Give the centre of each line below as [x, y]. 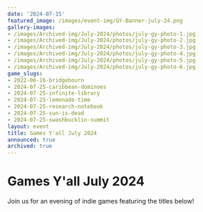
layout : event [28, 126]
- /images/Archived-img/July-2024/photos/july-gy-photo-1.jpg [101, 34]
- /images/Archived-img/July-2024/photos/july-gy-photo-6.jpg [101, 67]
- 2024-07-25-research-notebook [55, 107]
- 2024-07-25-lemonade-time [49, 100]
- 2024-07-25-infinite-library [54, 93]
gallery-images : [31, 27]
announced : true [31, 139]
